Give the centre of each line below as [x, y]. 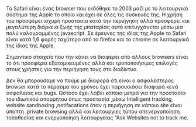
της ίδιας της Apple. [31, 45]
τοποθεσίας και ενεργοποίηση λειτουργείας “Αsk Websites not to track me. [97, 118]
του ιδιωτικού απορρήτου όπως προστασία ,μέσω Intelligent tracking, [90, 99]
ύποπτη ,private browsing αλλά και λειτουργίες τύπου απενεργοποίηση [93, 111]
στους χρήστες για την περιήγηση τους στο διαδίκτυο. [72, 69]
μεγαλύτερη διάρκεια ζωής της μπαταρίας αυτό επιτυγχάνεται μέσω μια [94, 27]
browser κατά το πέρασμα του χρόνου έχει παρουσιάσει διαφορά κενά [92, 87]
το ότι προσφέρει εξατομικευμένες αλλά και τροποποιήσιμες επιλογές [92, 63]
